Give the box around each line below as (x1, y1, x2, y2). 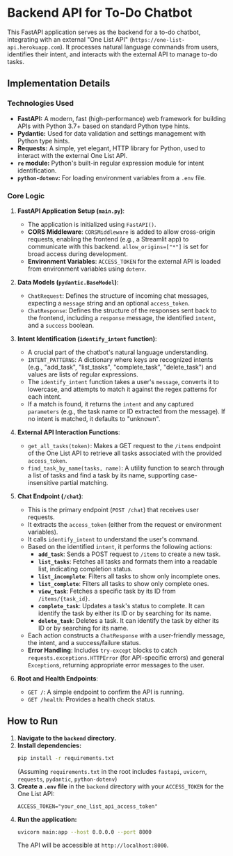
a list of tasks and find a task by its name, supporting (27, 471, 179, 479)
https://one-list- (131, 36, 186, 43)
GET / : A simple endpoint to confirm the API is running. (27, 688, 184, 696)
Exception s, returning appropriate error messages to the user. (27, 660, 205, 669)
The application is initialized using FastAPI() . (27, 220, 156, 228)
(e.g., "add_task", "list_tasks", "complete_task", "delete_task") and (27, 363, 217, 371)
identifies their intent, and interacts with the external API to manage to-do (7, 50, 218, 58)
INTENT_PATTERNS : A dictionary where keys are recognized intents (27, 355, 214, 363)
